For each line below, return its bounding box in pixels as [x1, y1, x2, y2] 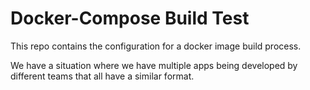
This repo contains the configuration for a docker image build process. [10, 40, 302, 52]
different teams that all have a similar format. [10, 70, 195, 82]
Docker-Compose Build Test [10, 7, 250, 30]
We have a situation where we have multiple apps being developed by [10, 59, 298, 71]
